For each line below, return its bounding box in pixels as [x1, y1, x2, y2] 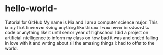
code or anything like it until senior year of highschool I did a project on [5, 29, 149, 35]
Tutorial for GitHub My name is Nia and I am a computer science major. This [5, 19, 158, 25]
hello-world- [5, 3, 58, 14]
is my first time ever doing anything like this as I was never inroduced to [5, 24, 150, 30]
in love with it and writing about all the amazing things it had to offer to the [5, 40, 155, 46]
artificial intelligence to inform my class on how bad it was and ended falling [5, 35, 158, 41]
